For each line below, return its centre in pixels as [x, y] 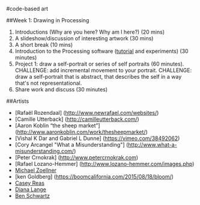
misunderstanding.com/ [44, 151]
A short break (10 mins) [44, 45]
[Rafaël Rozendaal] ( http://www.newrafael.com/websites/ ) [87, 113]
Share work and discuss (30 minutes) [61, 89]
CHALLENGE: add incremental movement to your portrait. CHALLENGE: [103, 70]
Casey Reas [30, 183]
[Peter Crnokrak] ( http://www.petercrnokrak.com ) [77, 158]
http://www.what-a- [153, 145]
